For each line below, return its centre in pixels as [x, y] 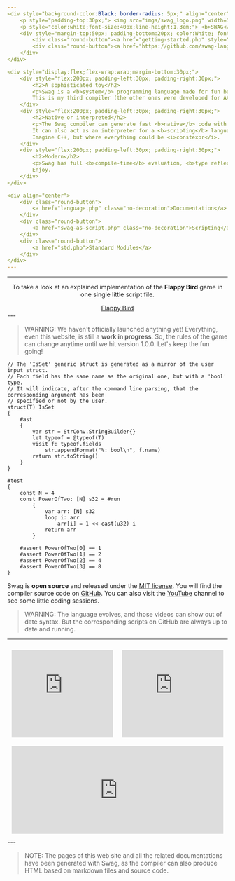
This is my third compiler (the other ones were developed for [126, 98]
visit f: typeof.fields [67, 444]
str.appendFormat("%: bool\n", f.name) [102, 450]
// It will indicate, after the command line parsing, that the [103, 389]
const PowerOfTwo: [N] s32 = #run [70, 499]
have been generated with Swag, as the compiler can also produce [121, 863]
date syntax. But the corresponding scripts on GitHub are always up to [126, 622]
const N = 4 [37, 493]
